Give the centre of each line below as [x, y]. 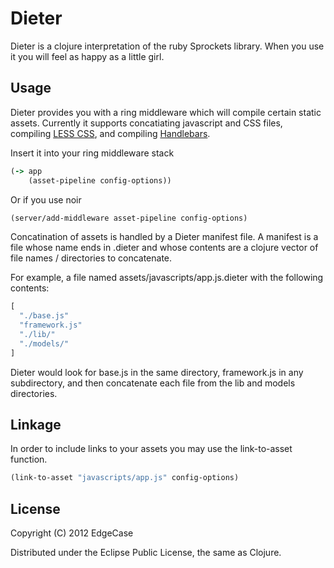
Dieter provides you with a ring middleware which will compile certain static [166, 112]
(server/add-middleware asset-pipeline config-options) [129, 218]
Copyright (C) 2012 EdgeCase [72, 533]
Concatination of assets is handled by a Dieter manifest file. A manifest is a [164, 237]
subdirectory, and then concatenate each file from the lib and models [153, 383]
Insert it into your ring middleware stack [92, 153]
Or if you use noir [46, 199]
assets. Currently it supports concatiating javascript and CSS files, [146, 123]
